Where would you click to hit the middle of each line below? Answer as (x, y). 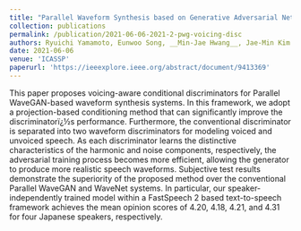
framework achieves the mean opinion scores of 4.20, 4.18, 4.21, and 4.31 (145, 207)
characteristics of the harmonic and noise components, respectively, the (143, 150)
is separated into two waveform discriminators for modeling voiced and (141, 131)
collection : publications (57, 26)
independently (36, 197)
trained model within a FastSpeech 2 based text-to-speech (173, 197)
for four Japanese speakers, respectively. (86, 217)
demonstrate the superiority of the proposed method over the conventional (148, 178)
